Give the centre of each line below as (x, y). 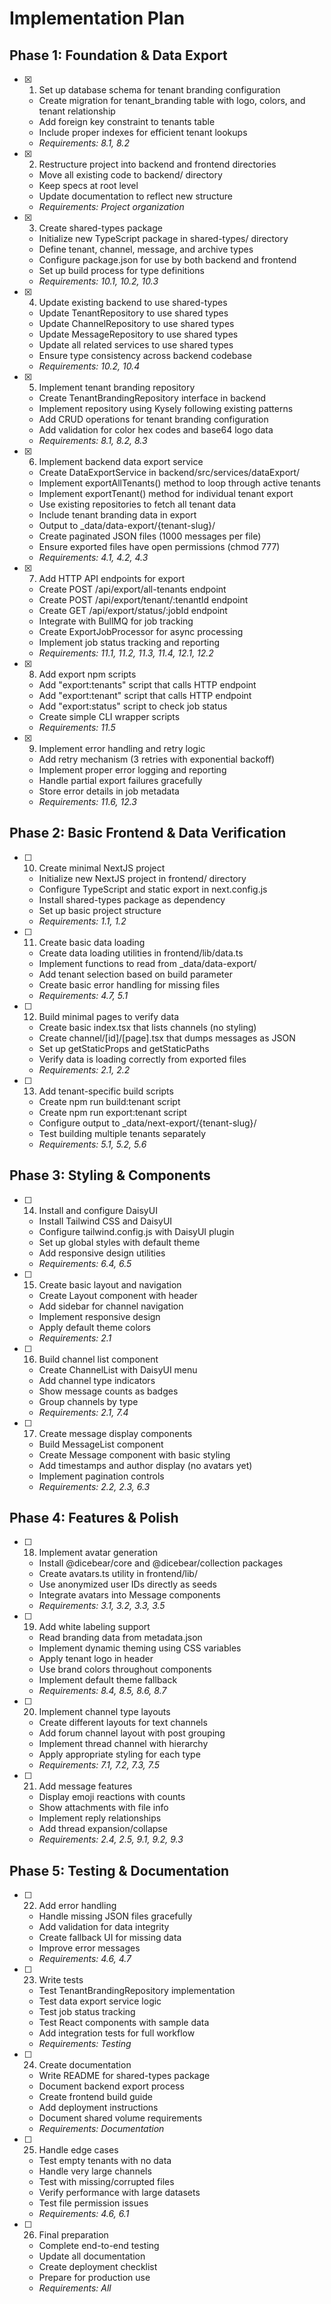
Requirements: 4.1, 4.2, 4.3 (93, 557)
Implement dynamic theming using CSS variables (140, 1648)
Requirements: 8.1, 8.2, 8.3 (93, 440)
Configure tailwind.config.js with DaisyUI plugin (136, 1231)
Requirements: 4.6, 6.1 (84, 2214)
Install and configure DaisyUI (98, 1210)
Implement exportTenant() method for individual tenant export (166, 493)
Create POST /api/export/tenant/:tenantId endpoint (143, 600)
